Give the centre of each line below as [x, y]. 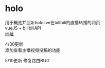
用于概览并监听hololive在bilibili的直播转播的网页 [53, 22]
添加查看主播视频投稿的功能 [33, 50]
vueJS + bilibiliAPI [23, 28]
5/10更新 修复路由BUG [27, 60]
